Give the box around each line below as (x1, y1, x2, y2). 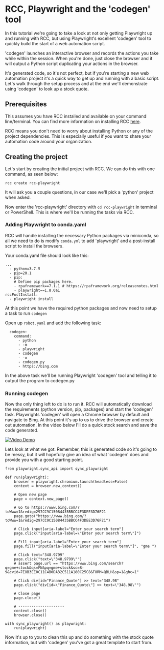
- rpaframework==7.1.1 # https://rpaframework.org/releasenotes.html (14, 283, 159, 288)
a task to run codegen (5, 310, 47, 316)
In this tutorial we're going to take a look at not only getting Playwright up (5, 30, 153, 36)
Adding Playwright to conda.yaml (5, 221, 87, 228)
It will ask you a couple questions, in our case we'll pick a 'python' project (5, 189, 154, 195)
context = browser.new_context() (14, 484, 82, 489)
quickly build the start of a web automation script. (5, 40, 105, 46)
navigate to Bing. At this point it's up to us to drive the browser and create (5, 417, 154, 423)
